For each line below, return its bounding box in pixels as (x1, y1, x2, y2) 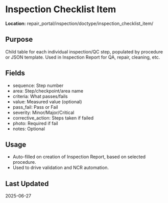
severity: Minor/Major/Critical (12, 109, 75, 115)
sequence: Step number (12, 82, 64, 89)
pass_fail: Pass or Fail (12, 104, 58, 110)
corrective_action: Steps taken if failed (12, 114, 94, 121)
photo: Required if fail (12, 120, 58, 126)
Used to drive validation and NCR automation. (12, 164, 109, 171)
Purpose (5, 35, 33, 44)
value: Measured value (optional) (12, 98, 82, 105)
